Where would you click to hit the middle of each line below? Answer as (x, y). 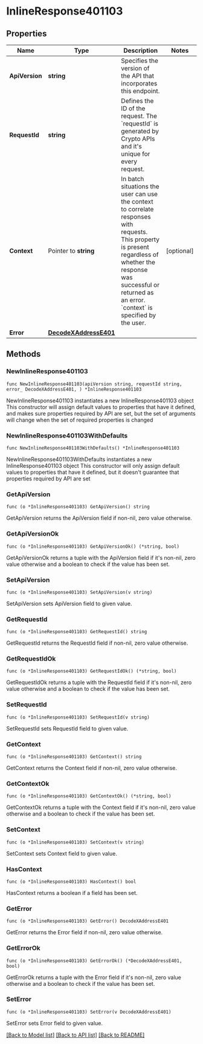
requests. (134, 232)
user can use (139, 194)
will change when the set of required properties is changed (80, 420)
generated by (140, 131)
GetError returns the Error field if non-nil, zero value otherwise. (85, 933)
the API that (137, 76)
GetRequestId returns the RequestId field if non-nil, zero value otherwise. (97, 643)
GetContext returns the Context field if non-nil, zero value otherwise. (92, 768)
